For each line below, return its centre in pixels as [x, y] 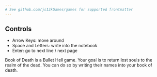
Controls [18, 29]
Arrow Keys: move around [38, 40]
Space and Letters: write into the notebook [55, 46]
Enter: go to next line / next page [45, 51]
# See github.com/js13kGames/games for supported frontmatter [69, 9]
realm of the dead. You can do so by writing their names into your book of [79, 65]
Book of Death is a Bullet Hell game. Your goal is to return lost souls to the [79, 60]
